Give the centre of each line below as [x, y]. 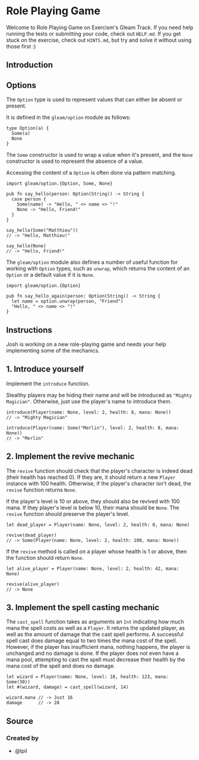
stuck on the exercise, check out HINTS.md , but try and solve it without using [99, 40]
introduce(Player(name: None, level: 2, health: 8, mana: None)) [89, 412]
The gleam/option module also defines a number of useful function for [92, 262]
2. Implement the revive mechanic [70, 457]
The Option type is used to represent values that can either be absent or [94, 100]
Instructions [29, 330]
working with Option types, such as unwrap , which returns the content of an [98, 269]
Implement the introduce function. [48, 383]
